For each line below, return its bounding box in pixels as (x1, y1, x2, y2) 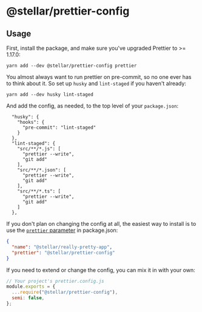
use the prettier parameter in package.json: (6, 226, 118, 234)
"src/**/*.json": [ (17, 167, 67, 173)
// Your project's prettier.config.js (6, 278, 104, 284)
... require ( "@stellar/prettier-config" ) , (12, 290, 118, 296)
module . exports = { (6, 283, 56, 290)
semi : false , (12, 295, 45, 301)
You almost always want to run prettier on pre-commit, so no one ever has (6, 73, 192, 80)
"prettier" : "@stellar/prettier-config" (12, 249, 115, 256)
